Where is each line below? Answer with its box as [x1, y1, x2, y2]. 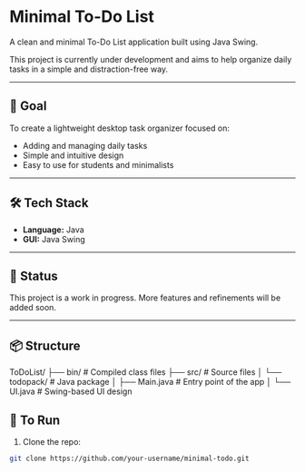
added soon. [9, 302, 57, 313]
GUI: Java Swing [22, 233, 86, 244]
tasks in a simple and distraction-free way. [9, 64, 169, 74]
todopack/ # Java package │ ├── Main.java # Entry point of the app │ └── [9, 377, 291, 388]
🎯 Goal [9, 98, 47, 114]
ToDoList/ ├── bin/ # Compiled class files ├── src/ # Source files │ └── [9, 367, 282, 378]
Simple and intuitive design [22, 150, 124, 161]
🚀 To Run [9, 412, 61, 428]
